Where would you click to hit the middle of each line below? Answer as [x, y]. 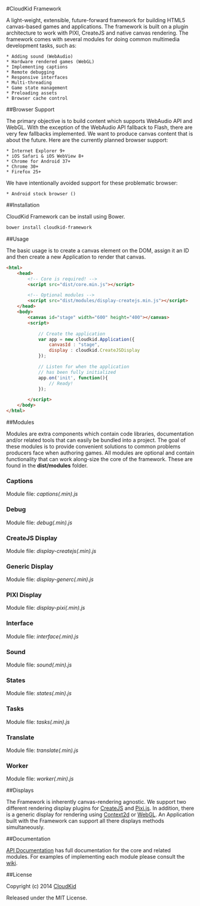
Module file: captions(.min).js [42, 494]
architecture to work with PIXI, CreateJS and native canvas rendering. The [98, 33]
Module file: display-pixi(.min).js [46, 608]
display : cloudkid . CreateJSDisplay [94, 351]
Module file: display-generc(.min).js [50, 579]
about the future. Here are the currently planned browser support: [87, 140]
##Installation [23, 205]
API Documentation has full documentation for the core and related [89, 850]
